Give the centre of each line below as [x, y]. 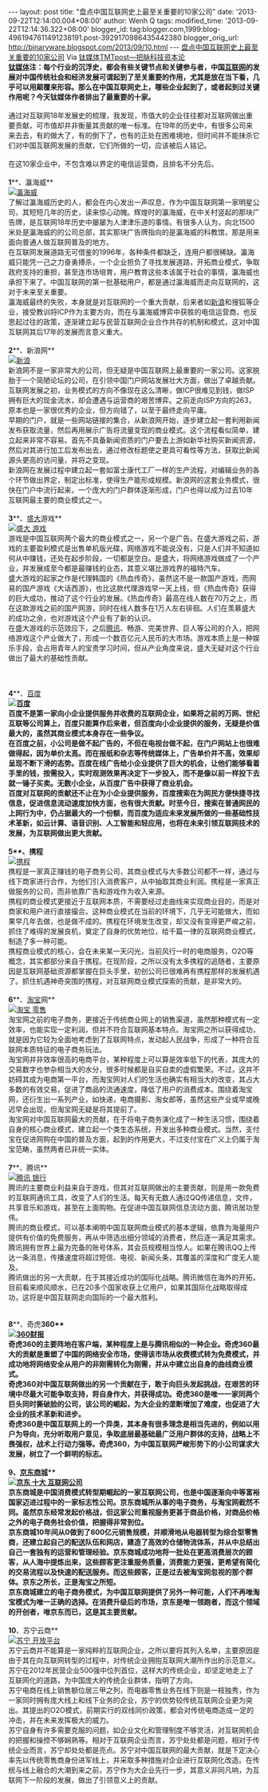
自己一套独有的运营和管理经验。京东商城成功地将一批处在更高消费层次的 [127, 1552]
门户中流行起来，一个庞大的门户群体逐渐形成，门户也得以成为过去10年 [138, 490]
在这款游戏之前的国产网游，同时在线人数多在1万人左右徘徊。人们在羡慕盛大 [132, 608]
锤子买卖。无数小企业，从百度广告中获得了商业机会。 [109, 783]
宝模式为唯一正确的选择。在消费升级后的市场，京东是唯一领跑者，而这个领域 [134, 1602]
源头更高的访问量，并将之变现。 [61, 460]
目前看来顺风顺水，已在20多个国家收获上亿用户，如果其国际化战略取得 [124, 1287]
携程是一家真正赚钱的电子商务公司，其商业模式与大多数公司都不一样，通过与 [134, 871]
